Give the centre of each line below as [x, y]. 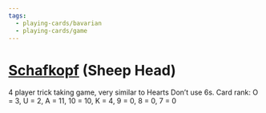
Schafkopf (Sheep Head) [92, 70]
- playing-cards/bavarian [59, 23]
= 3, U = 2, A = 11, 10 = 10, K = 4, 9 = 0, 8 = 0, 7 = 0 [93, 101]
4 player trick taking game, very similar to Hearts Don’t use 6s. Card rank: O [133, 92]
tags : [17, 16]
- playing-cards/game [52, 30]
